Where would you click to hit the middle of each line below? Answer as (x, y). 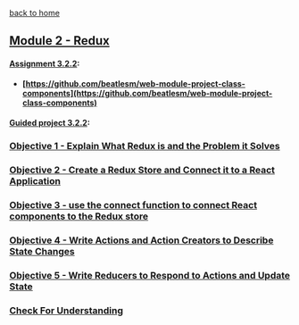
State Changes (42, 251)
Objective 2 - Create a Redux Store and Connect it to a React (142, 171)
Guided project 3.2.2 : (50, 123)
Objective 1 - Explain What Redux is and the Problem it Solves (145, 146)
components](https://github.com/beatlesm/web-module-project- (147, 93)
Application (35, 181)
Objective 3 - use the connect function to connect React (133, 204)
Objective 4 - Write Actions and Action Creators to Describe (141, 240)
